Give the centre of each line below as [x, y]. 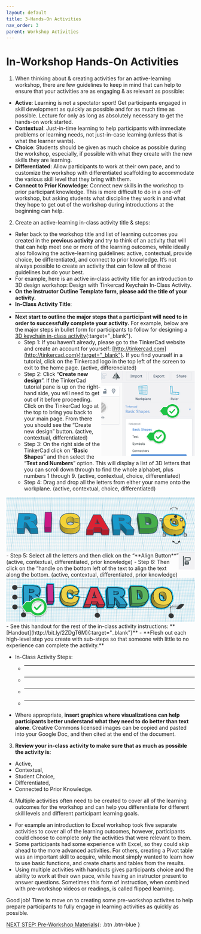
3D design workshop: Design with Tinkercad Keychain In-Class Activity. [103, 285]
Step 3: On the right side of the [62, 444]
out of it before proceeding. [58, 400]
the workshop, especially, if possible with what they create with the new [103, 154]
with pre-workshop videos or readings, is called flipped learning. [95, 888]
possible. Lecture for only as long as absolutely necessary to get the [99, 116]
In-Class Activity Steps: [44, 657]
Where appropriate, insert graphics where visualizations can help [97, 715]
